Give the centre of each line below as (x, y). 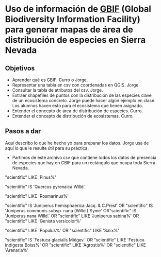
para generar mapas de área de (69, 30)
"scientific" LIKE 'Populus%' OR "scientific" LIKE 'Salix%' (62, 230)
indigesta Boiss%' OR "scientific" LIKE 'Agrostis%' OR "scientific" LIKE (76, 245)
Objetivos (20, 68)
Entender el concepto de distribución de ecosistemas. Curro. (73, 116)
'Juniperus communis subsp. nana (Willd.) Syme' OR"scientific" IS (71, 210)
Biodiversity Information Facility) (73, 19)
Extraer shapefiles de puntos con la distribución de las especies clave (82, 95)
